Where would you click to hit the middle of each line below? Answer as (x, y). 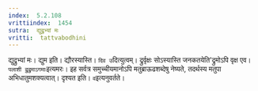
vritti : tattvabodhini (47, 38)
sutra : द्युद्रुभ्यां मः (34, 30)
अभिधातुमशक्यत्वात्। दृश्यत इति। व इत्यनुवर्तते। (66, 78)
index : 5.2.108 (35, 15)
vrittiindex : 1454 (40, 23)
